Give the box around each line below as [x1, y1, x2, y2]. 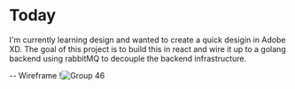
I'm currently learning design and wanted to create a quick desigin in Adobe [9, 34, 286, 45]
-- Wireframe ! [9, 70, 62, 80]
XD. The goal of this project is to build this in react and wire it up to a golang [9, 43, 286, 54]
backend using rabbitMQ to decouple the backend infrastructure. [9, 53, 246, 63]
